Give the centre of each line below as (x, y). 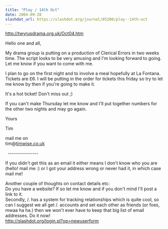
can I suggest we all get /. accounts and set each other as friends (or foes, (82, 205)
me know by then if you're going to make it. (50, 84)
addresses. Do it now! (28, 216)
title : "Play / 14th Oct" (32, 10)
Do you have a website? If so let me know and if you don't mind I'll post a (81, 189)
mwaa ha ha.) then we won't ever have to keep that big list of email (75, 210)
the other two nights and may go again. (46, 109)
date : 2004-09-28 (23, 15)
